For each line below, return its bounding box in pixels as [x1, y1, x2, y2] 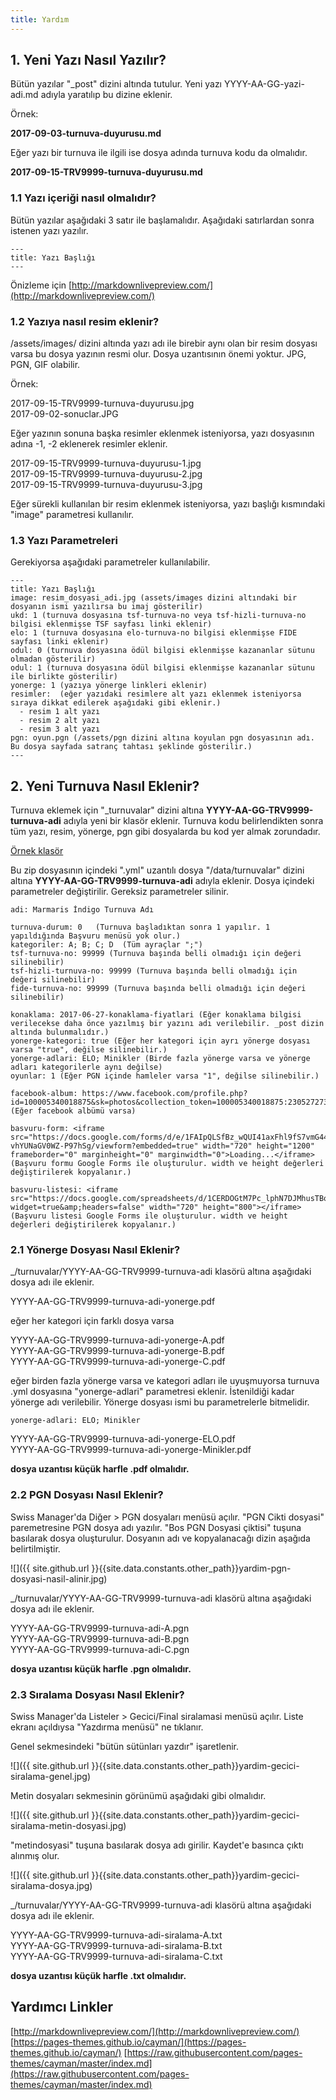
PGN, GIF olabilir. [10, 359, 81, 371]
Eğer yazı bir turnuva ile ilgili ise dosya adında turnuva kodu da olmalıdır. [10, 147, 308, 159]
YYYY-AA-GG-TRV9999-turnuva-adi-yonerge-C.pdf [10, 1356, 226, 1368]
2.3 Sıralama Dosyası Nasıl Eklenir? [10, 1687, 185, 1701]
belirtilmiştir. [10, 1542, 61, 1555]
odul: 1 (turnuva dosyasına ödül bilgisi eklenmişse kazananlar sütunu [10, 663, 315, 673]
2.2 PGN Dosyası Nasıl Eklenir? [10, 1488, 164, 1502]
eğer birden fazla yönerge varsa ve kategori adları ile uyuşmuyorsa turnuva [10, 1375, 320, 1387]
